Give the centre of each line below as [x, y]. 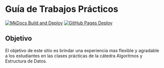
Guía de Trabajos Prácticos [62, 9]
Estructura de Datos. [26, 61]
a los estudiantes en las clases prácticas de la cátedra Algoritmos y [74, 56]
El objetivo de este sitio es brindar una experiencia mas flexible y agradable [82, 50]
